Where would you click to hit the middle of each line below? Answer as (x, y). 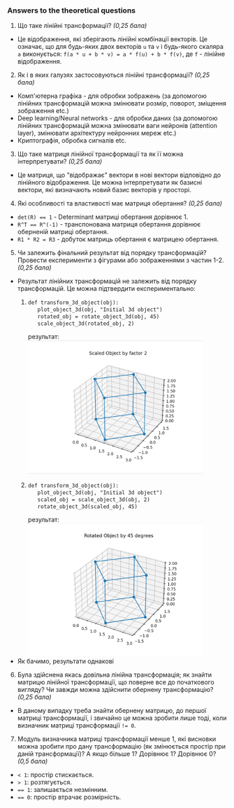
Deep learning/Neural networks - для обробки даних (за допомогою (117, 118)
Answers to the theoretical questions (72, 10)
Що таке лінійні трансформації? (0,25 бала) (82, 26)
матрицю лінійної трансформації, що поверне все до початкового (116, 682)
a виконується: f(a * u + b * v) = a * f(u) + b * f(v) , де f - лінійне (121, 54)
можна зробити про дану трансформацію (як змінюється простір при (121, 746)
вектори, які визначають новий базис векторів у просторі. (104, 190)
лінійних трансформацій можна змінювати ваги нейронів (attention (117, 126)
